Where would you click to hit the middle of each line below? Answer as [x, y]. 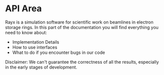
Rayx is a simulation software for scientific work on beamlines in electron [79, 22]
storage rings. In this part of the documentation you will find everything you [82, 27]
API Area [23, 9]
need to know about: [26, 32]
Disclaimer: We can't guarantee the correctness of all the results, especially [82, 62]
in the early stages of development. [41, 67]
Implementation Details [36, 42]
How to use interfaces [35, 47]
